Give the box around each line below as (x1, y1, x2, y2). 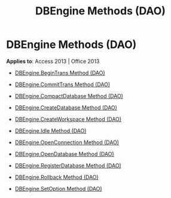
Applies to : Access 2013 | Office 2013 (6, 57, 100, 65)
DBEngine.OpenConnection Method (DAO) (14, 139, 120, 146)
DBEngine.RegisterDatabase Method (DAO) (14, 162, 121, 169)
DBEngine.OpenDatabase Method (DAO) (14, 150, 115, 157)
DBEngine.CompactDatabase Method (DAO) (14, 92, 124, 99)
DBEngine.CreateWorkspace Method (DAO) (14, 115, 121, 123)
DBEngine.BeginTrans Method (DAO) (14, 69, 106, 76)
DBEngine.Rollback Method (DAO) (14, 173, 99, 181)
